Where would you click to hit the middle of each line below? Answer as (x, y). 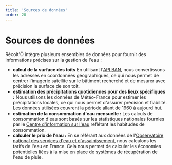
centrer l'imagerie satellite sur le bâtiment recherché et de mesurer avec (89, 81)
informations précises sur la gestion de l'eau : (53, 60)
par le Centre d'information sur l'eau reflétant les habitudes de (79, 124)
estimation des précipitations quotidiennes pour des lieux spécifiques (89, 92)
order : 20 (16, 15)
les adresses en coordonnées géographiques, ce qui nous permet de (86, 76)
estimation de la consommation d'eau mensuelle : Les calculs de (83, 114)
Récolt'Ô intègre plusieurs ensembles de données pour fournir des (76, 54)
